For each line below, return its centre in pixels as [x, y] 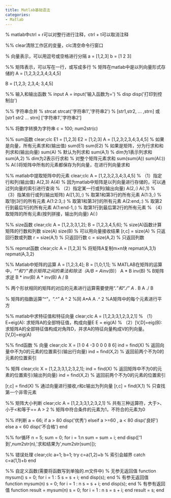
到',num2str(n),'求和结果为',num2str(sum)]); [51, 444]
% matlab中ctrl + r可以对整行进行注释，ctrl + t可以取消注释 [67, 35]
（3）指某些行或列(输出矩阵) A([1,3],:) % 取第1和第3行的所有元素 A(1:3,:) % [83, 195]
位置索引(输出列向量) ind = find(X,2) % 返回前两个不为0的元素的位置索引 [90, 375]
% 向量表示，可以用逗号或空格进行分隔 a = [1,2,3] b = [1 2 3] [68, 56]
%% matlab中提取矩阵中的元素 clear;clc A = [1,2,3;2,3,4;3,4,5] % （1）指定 [84, 176]
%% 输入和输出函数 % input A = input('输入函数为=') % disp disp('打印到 [81, 94]
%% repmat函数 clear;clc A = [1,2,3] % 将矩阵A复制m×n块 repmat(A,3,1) [81, 248]
